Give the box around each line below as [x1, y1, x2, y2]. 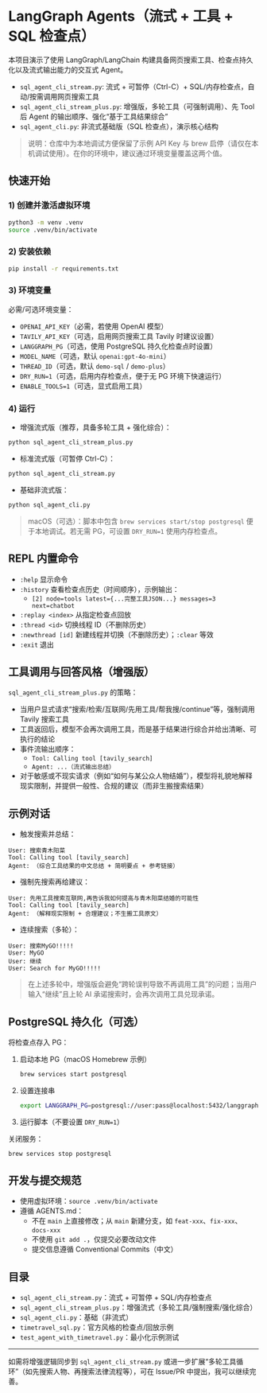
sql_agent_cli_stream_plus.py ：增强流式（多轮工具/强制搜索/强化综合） [19, 1302, 257, 1313]
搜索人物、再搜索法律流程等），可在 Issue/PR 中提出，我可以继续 [39, 1367, 250, 1376]
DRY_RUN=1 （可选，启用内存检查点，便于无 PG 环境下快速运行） [19, 371, 226, 380]
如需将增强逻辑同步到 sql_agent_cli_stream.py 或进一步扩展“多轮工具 [8, 1357, 237, 1367]
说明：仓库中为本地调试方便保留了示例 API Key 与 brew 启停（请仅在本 [27, 138, 259, 148]
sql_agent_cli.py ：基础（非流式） [19, 1313, 133, 1322]
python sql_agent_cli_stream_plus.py [8, 438, 133, 446]
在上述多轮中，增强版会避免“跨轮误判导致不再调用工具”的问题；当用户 [27, 979, 257, 989]
